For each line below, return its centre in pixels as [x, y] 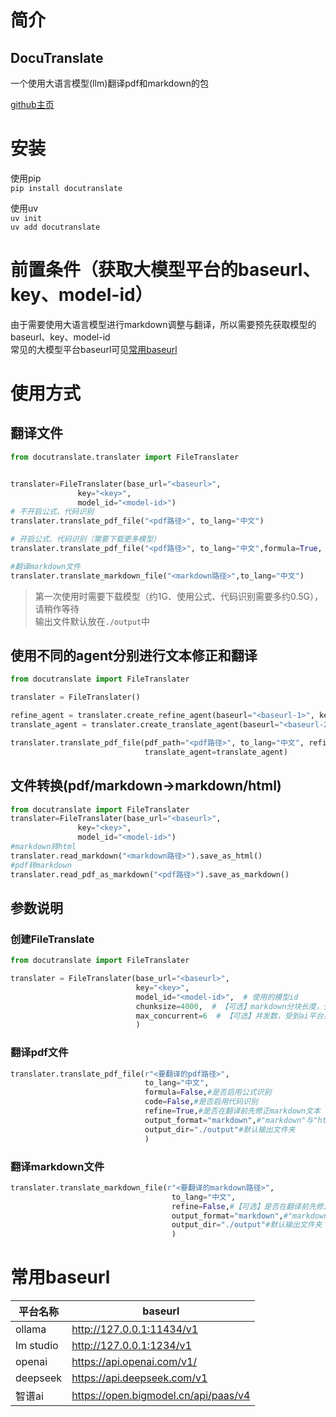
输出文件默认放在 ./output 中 [92, 621]
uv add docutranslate [55, 227]
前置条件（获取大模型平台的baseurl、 [165, 270]
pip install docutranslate [66, 188]
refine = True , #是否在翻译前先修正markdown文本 [232, 1111]
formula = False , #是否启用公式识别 [208, 1092]
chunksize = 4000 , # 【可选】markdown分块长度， [229, 1006]
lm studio [37, 1346]
